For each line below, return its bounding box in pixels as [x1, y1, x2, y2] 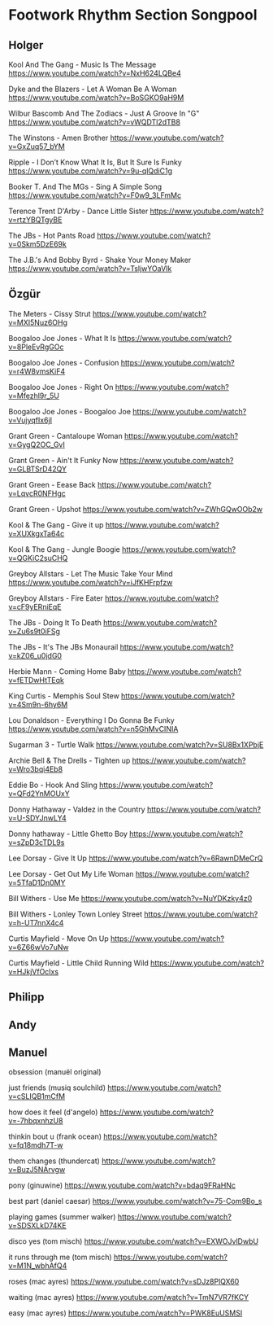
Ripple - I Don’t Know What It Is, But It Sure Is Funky [8, 157, 183, 167]
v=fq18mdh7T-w [8, 1140, 63, 1150]
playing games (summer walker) [8, 1212, 116, 1222]
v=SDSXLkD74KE [8, 1221, 67, 1231]
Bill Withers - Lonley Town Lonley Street [8, 909, 143, 919]
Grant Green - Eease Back [8, 479, 96, 489]
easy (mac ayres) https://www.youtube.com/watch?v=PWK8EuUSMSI [8, 1308, 243, 1318]
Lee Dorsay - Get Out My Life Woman [8, 869, 134, 878]
